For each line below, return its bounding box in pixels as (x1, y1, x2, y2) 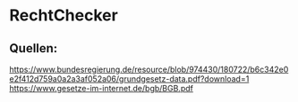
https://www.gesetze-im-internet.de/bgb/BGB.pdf (9, 83, 194, 93)
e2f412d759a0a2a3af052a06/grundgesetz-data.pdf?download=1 (9, 74, 250, 84)
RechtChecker (9, 5, 118, 26)
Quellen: (9, 41, 58, 56)
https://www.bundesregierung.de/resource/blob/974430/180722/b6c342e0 (9, 64, 289, 75)
